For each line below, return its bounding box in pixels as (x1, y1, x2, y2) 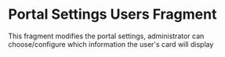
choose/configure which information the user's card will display (8, 39, 214, 48)
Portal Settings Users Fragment (8, 5, 217, 23)
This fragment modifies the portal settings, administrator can (8, 31, 205, 41)
